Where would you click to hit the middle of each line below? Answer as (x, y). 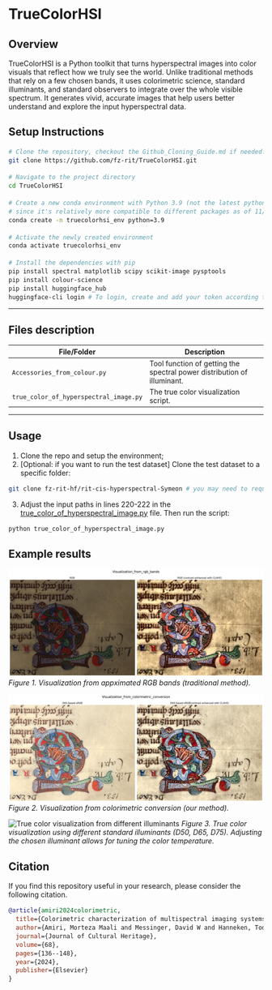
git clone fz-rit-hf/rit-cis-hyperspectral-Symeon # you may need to (128, 489)
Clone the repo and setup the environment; (92, 456)
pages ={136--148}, (47, 954)
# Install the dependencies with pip (72, 263)
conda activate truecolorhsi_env (65, 246)
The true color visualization (195, 392)
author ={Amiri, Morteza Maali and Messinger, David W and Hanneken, (134, 928)
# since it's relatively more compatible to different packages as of (130, 212)
